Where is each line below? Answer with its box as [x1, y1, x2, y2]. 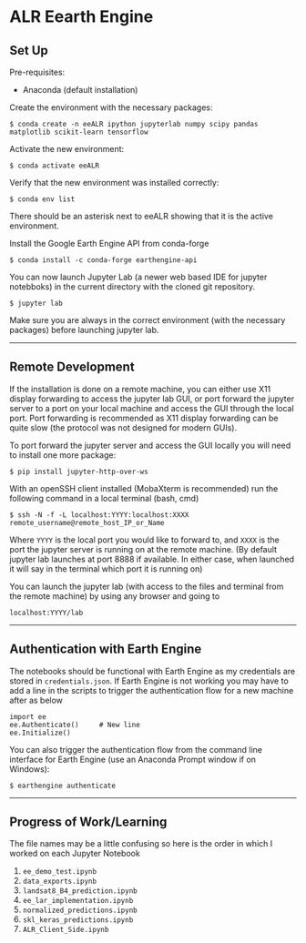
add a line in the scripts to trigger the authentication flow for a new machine [9, 684, 294, 695]
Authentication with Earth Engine [9, 642, 202, 657]
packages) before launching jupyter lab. [9, 325, 159, 335]
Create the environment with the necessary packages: [9, 102, 213, 113]
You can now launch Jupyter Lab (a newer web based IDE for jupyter [9, 271, 268, 282]
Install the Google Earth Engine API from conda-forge [9, 238, 209, 248]
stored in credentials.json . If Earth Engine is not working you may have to [9, 675, 289, 686]
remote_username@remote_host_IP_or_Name [9, 518, 166, 527]
